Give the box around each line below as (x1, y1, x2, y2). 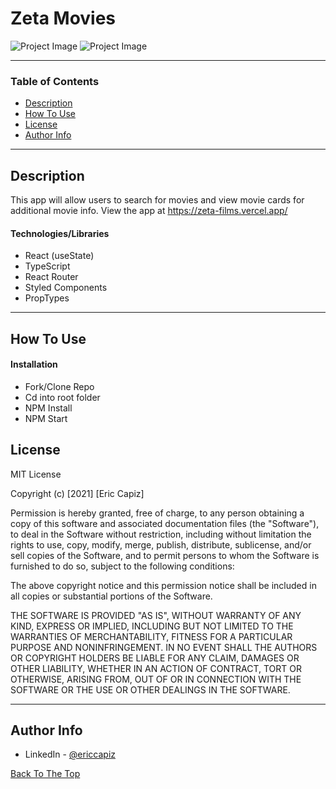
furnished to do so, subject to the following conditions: (10, 560, 235, 572)
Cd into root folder (24, 391, 101, 403)
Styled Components (24, 282, 108, 294)
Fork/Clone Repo (24, 380, 95, 392)
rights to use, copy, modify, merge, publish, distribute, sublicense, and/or (10, 538, 312, 551)
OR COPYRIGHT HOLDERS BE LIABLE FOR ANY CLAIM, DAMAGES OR (10, 652, 300, 664)
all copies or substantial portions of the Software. (10, 590, 213, 602)
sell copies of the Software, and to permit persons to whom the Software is (10, 549, 320, 561)
